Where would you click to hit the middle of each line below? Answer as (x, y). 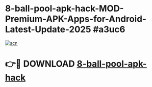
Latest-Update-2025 (48, 29)
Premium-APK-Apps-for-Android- (76, 19)
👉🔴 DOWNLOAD (40, 64)
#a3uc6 (109, 29)
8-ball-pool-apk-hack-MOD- (64, 9)
